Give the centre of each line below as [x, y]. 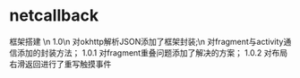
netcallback [54, 16]
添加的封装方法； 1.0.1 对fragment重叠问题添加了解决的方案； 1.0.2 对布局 [152, 52]
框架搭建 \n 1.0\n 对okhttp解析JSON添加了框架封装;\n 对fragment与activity [146, 41]
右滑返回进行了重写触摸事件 [60, 64]
